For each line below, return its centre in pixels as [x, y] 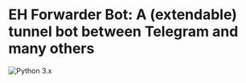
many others [51, 49]
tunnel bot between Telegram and [123, 32]
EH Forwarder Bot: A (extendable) [123, 15]
